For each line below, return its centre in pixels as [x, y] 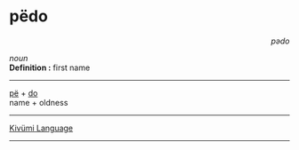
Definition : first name [50, 67]
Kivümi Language [41, 128]
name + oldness [39, 102]
